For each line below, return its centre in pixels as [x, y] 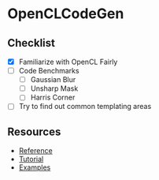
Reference [35, 151]
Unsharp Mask [54, 88]
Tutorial [31, 159]
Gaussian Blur [53, 80]
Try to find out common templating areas [85, 107]
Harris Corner [53, 97]
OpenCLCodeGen [66, 14]
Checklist [31, 43]
